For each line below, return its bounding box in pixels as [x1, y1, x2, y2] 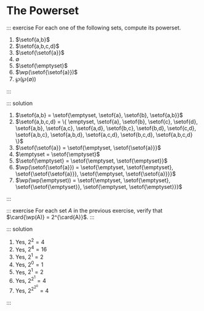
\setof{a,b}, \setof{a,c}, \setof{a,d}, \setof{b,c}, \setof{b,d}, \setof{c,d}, [15, 124, 197, 132]
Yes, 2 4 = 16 [15, 245, 47, 253]
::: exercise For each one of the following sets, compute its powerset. [6, 24, 181, 31]
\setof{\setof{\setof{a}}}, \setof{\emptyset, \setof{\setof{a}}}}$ [15, 170, 176, 177]
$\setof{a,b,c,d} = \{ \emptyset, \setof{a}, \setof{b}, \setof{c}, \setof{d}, [15, 118, 198, 125]
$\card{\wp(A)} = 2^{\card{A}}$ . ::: [6, 213, 95, 221]
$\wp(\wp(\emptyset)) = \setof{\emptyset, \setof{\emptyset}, [15, 176, 171, 184]
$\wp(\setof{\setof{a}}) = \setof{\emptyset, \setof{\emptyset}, [15, 163, 174, 171]
